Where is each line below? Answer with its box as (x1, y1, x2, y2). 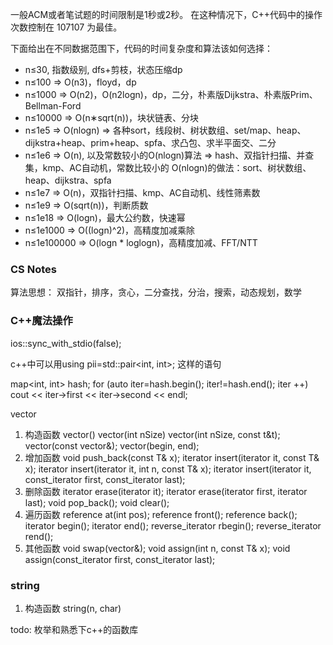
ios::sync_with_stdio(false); (10, 337, 122, 349)
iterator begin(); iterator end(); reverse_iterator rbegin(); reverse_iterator (24, 519, 322, 532)
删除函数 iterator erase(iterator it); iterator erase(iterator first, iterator (24, 485, 308, 497)
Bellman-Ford (24, 100, 82, 112)
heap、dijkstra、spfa (24, 174, 112, 186)
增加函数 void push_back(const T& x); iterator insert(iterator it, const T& (24, 451, 320, 463)
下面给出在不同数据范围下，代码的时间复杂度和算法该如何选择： (10, 43, 273, 54)
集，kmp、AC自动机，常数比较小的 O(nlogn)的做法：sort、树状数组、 (24, 162, 312, 173)
